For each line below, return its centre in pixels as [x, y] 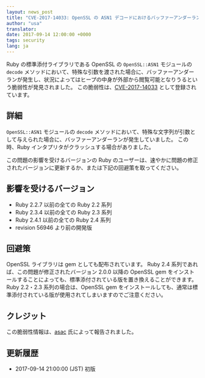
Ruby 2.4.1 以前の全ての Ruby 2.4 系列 [63, 220]
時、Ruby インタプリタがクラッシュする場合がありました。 [80, 147]
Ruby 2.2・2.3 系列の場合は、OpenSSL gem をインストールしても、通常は [99, 287]
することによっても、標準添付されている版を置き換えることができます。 [107, 280]
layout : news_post [30, 12]
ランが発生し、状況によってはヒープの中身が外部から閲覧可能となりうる [97, 79]
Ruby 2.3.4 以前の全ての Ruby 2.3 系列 [63, 212]
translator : [21, 29]
